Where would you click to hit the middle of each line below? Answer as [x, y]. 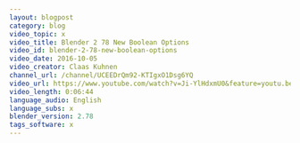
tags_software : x [42, 125]
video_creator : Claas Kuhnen [63, 68]
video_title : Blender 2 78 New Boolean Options [100, 42]
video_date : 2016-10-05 [54, 59]
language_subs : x [42, 108]
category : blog [37, 26]
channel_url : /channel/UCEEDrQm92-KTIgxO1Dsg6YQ [101, 75]
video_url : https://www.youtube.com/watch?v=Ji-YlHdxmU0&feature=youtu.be [151, 83]
